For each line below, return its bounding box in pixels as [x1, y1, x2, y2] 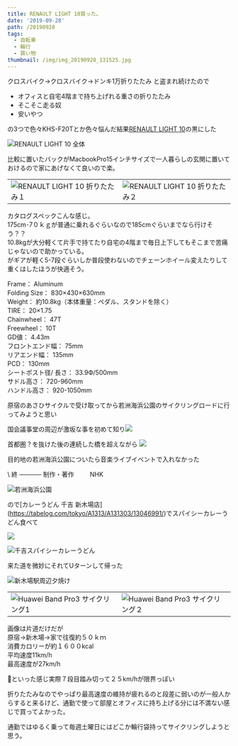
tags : [7, 30, 23, 38]
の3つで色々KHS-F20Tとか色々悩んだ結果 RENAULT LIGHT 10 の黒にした [7, 125, 217, 133]
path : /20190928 [7, 23, 55, 30]
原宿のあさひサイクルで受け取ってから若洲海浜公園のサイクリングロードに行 [7, 401, 230, 409]
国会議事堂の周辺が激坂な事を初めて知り [7, 424, 125, 433]
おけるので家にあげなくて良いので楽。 [7, 164, 119, 172]
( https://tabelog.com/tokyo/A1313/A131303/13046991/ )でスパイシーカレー [7, 509, 222, 517]
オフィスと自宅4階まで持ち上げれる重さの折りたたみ [17, 91, 171, 100]
